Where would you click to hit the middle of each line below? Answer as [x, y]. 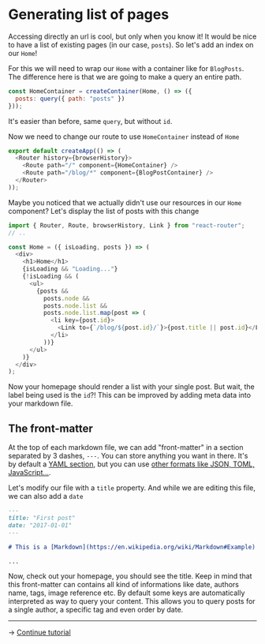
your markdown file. [41, 403]
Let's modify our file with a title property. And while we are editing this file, [132, 488]
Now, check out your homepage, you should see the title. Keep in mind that [130, 576]
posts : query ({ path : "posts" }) [70, 99]
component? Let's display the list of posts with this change [104, 211]
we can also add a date [46, 496]
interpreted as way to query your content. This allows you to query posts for [132, 601]
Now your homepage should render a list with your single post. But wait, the [131, 387]
